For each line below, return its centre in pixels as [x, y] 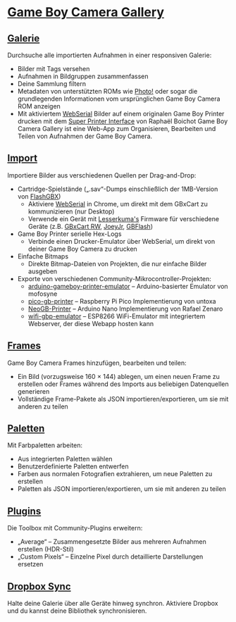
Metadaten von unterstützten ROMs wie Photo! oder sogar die [107, 91]
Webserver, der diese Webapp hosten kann [91, 323]
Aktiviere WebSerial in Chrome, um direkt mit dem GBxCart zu [118, 204]
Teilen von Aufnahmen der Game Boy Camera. [85, 136]
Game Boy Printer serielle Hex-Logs [69, 234]
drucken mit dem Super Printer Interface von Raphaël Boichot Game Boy [122, 121]
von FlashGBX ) [39, 196]
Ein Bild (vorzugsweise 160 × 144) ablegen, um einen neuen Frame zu [119, 376]
